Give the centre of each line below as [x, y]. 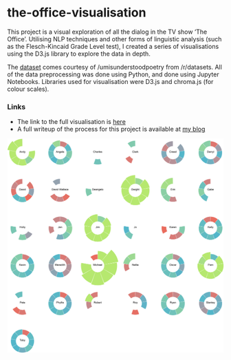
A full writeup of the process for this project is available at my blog [111, 129]
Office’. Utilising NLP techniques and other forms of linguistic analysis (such [114, 39]
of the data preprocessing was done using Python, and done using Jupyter [113, 74]
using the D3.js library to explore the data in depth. [79, 54]
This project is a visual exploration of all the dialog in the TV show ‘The [107, 32]
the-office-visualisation [77, 13]
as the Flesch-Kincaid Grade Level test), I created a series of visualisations [113, 46]
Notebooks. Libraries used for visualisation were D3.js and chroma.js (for [110, 81]
